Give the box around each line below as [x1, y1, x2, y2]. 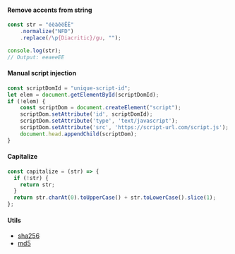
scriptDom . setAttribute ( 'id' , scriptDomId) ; [20, 111, 153, 118]
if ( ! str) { [13, 174, 49, 181]
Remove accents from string [7, 6, 92, 14]
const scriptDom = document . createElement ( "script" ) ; [20, 104, 181, 111]
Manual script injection [7, 69, 76, 78]
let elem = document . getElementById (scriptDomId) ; [7, 91, 159, 98]
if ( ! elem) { [7, 97, 46, 105]
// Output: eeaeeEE [7, 54, 65, 61]
